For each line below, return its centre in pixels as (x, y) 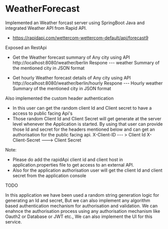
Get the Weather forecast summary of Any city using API (71, 57)
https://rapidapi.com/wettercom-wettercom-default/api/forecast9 (80, 38)
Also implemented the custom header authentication (60, 98)
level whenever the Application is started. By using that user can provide (88, 124)
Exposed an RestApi (26, 47)
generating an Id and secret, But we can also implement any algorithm (78, 200)
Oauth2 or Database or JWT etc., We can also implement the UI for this (79, 216)
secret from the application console (49, 175)
